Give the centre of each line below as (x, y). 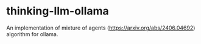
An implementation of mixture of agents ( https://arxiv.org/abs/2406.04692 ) (101, 28)
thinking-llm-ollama (58, 11)
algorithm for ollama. (32, 34)
